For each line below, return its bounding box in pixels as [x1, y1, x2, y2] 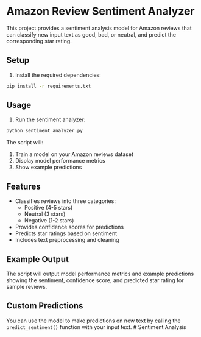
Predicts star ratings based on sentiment [15, 230, 118, 237]
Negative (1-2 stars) [24, 217, 74, 224]
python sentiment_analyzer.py [6, 128, 83, 134]
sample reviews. [6, 283, 48, 290]
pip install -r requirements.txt [6, 83, 91, 89]
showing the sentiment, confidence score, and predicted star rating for [6, 276, 184, 284]
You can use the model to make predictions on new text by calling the [6, 317, 181, 324]
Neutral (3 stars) [24, 210, 66, 218]
